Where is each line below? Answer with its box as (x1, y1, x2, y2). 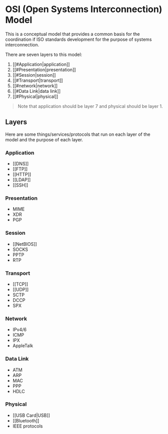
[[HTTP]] (12, 172, 31, 178)
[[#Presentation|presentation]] (12, 67, 76, 73)
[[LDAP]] (12, 177, 31, 183)
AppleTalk (12, 343, 34, 349)
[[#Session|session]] (12, 72, 57, 78)
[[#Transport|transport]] (12, 77, 63, 83)
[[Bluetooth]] (12, 417, 39, 423)
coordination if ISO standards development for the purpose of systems (5, 36, 152, 42)
